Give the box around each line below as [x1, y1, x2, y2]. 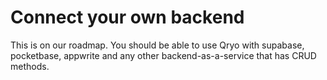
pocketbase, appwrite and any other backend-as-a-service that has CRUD [10, 49, 317, 61]
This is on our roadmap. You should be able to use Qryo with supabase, [10, 39, 305, 51]
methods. [10, 60, 50, 72]
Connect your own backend [10, 6, 245, 29]
